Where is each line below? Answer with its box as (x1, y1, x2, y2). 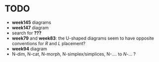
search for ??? (11, 30, 42, 36)
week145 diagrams (11, 19, 52, 25)
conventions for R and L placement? (11, 40, 86, 46)
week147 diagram (11, 24, 49, 30)
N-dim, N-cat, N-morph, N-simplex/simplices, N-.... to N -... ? (11, 51, 136, 57)
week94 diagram (11, 46, 48, 52)
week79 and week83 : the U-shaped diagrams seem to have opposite (11, 35, 155, 41)
